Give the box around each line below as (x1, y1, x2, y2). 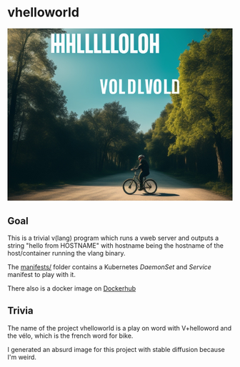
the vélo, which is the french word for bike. (7, 331, 134, 340)
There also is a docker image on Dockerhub (7, 283, 136, 293)
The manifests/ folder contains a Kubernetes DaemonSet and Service (7, 262, 212, 271)
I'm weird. (7, 353, 37, 361)
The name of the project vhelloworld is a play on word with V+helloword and (7, 323, 232, 332)
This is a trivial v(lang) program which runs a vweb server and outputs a (7, 233, 219, 242)
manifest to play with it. (7, 270, 76, 278)
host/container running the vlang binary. (7, 248, 126, 257)
